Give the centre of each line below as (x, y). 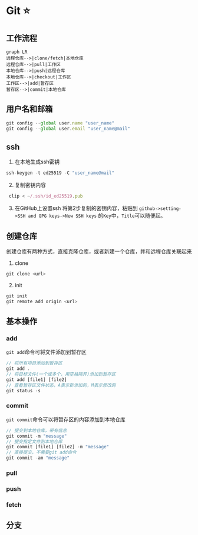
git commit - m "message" (37, 436)
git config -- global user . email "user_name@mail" (68, 129)
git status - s (24, 390)
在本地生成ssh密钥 (37, 162)
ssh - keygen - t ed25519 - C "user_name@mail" (60, 173)
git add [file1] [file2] (37, 380)
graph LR (17, 52)
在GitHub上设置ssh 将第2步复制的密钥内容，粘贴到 (76, 208)
